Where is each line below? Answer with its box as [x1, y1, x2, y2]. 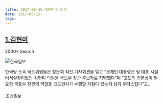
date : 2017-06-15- [5, 12, 43, 17]
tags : [5, 16, 16, 21]
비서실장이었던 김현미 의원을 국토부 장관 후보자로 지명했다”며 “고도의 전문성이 [5, 75, 153, 81]
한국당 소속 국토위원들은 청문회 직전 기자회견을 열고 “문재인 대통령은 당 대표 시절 [5, 69, 159, 75]
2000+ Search [5, 49, 34, 54]
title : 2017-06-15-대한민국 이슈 [5, 7, 67, 12]
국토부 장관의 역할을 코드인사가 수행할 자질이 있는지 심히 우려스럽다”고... [14, 81, 152, 87]
